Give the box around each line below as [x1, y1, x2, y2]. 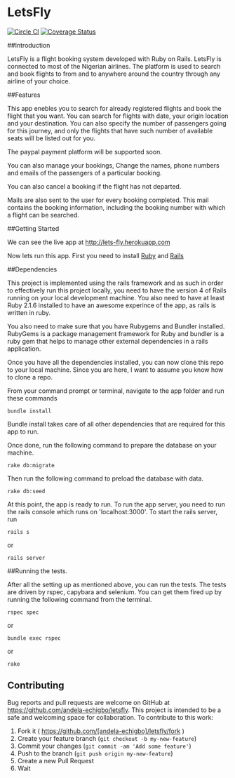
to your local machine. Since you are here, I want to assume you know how [7, 365, 224, 374]
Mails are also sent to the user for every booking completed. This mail [7, 196, 209, 204]
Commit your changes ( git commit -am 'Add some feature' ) [17, 742, 192, 750]
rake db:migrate [7, 462, 55, 469]
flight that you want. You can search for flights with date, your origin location [7, 112, 229, 120]
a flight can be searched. [7, 210, 79, 219]
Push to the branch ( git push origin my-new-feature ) [17, 749, 173, 758]
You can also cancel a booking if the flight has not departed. [7, 182, 182, 190]
